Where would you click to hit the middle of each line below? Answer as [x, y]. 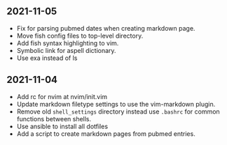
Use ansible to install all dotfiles [62, 126]
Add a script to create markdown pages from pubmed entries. [106, 133]
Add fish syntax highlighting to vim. [68, 43]
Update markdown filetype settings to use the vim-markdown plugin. [116, 104]
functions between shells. [54, 119]
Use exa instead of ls [47, 58]
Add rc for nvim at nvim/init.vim [62, 96]
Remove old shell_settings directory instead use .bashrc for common [118, 112]
